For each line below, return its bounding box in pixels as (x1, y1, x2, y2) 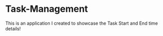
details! (5, 25, 21, 31)
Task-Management (5, 3, 88, 15)
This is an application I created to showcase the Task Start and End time (5, 20, 158, 26)
